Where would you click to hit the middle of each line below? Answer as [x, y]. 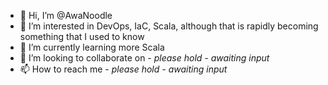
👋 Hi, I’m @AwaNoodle [66, 15]
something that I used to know [82, 36]
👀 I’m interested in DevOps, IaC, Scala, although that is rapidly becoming [169, 26]
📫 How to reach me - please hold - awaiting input [123, 69]
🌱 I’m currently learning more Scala [92, 47]
